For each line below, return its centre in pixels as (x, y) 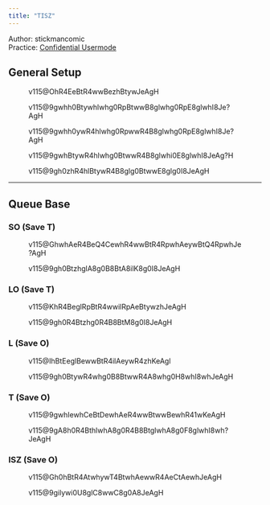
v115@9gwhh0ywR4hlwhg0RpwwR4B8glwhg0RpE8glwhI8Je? (131, 131)
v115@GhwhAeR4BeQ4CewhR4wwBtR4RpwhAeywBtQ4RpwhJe (135, 244)
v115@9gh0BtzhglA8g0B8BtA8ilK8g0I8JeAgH (104, 269)
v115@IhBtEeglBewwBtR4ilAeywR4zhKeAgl (100, 361)
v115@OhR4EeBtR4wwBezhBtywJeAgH (94, 92)
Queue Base (39, 204)
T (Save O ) (29, 397)
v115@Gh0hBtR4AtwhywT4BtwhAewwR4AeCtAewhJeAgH (125, 477)
